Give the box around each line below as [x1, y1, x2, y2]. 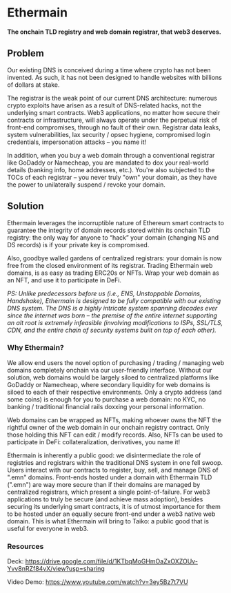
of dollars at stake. [7, 81, 60, 89]
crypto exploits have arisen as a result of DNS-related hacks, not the [7, 101, 202, 110]
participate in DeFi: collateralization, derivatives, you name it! [7, 437, 181, 446]
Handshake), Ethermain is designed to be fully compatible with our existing [7, 296, 221, 304]
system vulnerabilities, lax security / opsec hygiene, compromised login [7, 130, 210, 138]
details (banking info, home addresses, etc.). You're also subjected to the [7, 165, 215, 174]
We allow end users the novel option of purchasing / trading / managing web [7, 358, 225, 366]
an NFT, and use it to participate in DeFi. [7, 275, 122, 284]
